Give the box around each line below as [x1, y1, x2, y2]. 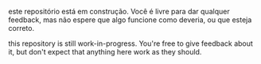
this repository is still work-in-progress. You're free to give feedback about [8, 39, 253, 48]
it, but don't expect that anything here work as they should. [8, 47, 202, 56]
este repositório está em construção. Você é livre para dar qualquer [8, 7, 230, 16]
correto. [8, 24, 34, 32]
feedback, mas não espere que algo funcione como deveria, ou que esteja [8, 15, 252, 24]
